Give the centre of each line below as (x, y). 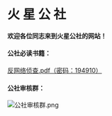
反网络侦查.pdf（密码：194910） (55, 70)
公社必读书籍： (29, 53)
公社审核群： (26, 88)
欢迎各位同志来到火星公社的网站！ (57, 35)
